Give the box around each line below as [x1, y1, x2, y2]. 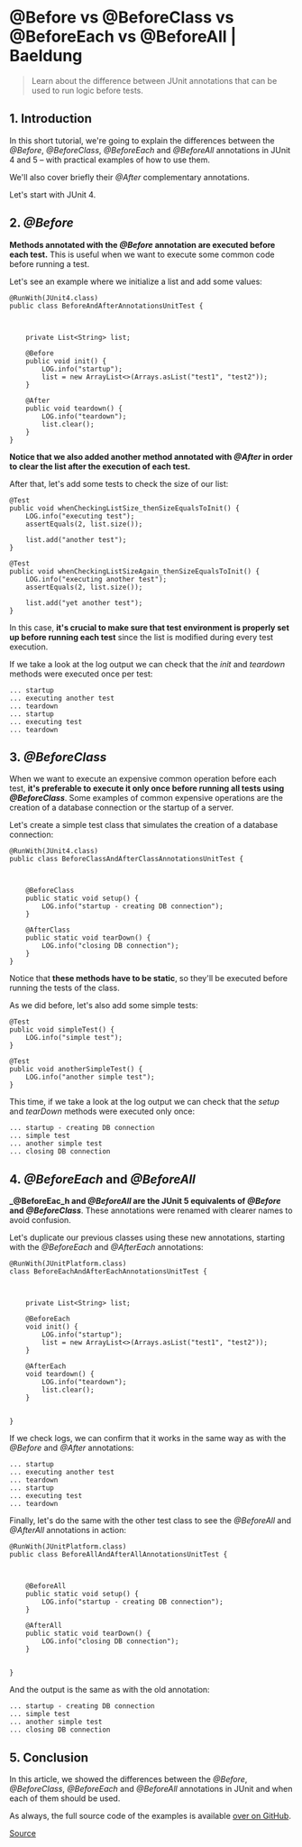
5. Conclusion [9, 1750, 88, 1765]
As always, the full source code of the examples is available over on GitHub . [9, 1811, 291, 1821]
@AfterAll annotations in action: [9, 1525, 126, 1536]
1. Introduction [9, 111, 92, 126]
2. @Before [9, 216, 74, 231]
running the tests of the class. [9, 982, 120, 994]
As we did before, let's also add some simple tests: [9, 1000, 198, 1011]
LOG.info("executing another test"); [25, 574, 168, 584]
